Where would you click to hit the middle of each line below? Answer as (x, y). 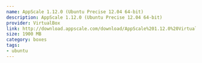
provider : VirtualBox (33, 23)
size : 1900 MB (24, 34)
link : (13, 28)
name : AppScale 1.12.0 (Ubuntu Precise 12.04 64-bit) (75, 12)
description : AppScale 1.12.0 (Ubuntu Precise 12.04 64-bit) (84, 17)
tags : (13, 46)
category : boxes (26, 40)
